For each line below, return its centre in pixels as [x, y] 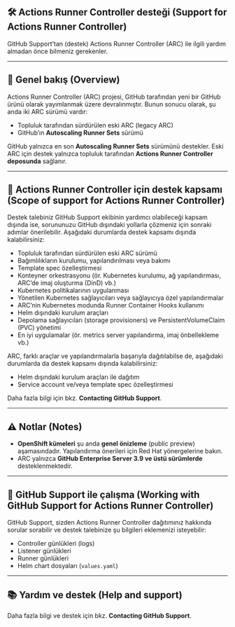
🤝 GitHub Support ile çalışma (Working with [104, 494]
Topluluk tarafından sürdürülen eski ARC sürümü [87, 253]
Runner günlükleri [43, 558]
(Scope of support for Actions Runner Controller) [116, 201]
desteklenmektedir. [45, 466]
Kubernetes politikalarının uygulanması [73, 291]
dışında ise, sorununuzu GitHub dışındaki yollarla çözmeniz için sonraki [109, 225]
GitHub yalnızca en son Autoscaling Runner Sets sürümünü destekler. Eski [115, 146]
